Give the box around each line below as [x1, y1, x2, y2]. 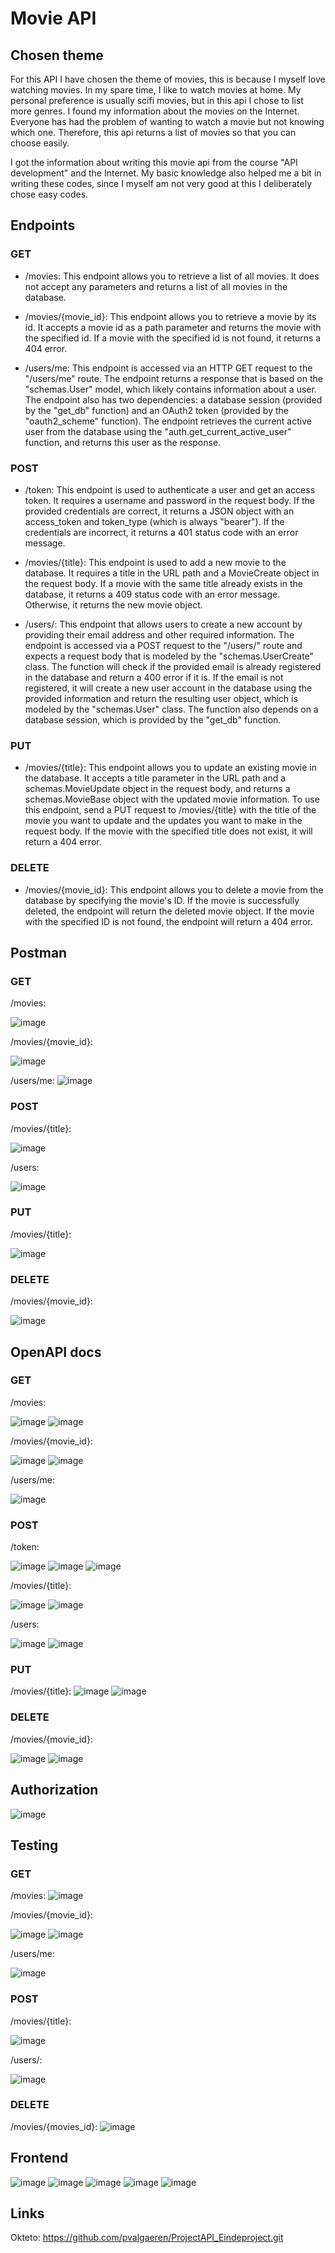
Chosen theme [10, 47, 104, 64]
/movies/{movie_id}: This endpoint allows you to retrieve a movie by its [24, 310, 317, 322]
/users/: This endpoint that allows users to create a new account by [24, 618, 303, 630]
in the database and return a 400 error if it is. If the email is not [24, 671, 284, 683]
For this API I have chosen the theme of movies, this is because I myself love [10, 73, 326, 85]
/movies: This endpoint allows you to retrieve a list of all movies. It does [24, 270, 320, 282]
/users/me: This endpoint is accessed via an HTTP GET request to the [24, 362, 313, 374]
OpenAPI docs [10, 1343, 102, 1361]
